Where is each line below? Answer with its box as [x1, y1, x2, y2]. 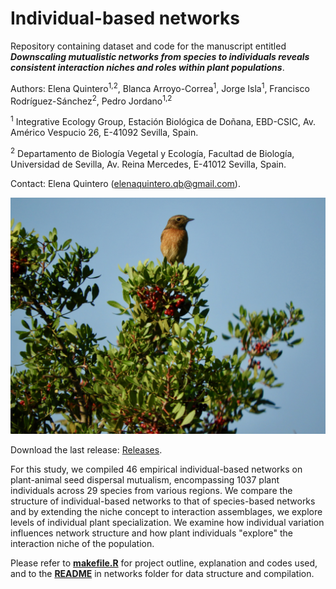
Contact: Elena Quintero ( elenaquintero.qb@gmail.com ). [10, 177, 241, 189]
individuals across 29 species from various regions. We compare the [10, 484, 293, 496]
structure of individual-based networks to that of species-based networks [10, 495, 316, 507]
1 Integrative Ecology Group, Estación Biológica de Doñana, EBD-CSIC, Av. [10, 114, 317, 127]
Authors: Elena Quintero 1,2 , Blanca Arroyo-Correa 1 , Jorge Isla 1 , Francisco [10, 80, 310, 94]
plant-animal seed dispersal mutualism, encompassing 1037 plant [10, 473, 280, 486]
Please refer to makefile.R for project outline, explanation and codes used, [10, 557, 318, 569]
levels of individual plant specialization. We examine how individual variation [10, 516, 325, 528]
